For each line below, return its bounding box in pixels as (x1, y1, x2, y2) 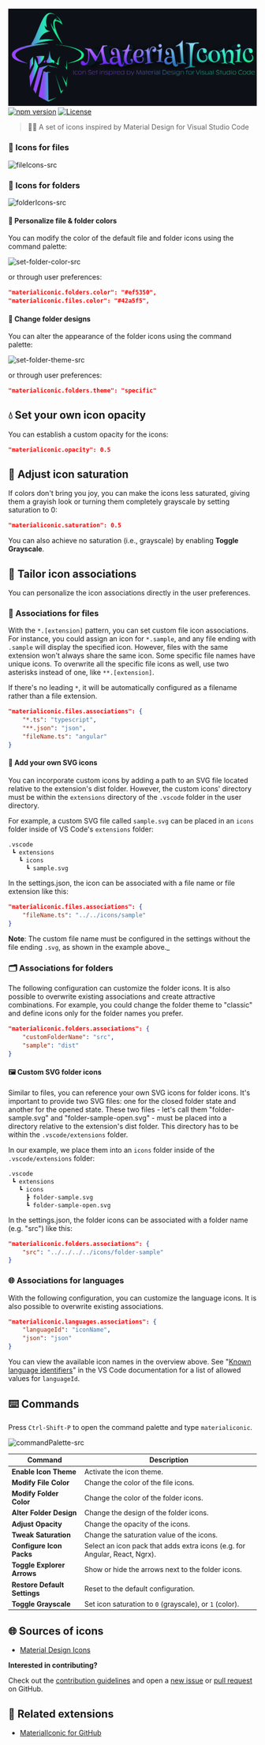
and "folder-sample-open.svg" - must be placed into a (50, 1113, 227, 1122)
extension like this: (8, 887, 69, 896)
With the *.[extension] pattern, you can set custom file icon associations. (8, 625, 249, 636)
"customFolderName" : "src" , (22, 1033, 114, 1041)
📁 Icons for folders (8, 179, 80, 190)
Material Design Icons (19, 1646, 91, 1655)
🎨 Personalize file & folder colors (8, 216, 117, 225)
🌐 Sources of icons (8, 1624, 104, 1638)
